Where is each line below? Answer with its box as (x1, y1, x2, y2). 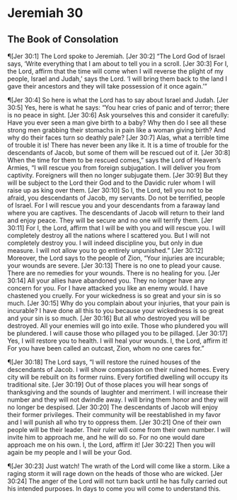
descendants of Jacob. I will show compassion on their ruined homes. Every (7, 365, 230, 373)
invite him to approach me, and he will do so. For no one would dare (7, 433, 205, 441)
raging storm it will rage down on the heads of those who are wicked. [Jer (7, 470, 223, 477)
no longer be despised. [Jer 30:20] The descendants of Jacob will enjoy (7, 403, 218, 411)
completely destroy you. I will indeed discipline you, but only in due (7, 239, 203, 247)
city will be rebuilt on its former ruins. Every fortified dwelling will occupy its (7, 373, 229, 381)
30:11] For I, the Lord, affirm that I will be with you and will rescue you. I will (7, 224, 226, 232)
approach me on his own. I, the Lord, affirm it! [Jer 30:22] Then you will (7, 441, 216, 449)
